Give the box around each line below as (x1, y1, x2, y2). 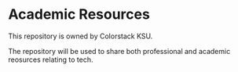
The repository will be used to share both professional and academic (8, 46, 231, 56)
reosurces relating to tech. (8, 55, 93, 64)
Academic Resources (8, 5, 151, 23)
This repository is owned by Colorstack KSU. (8, 31, 153, 41)
